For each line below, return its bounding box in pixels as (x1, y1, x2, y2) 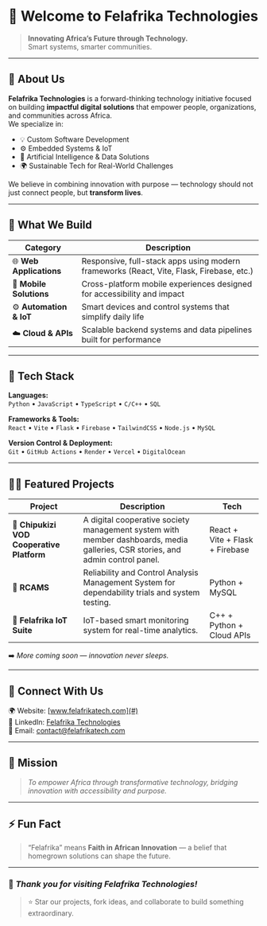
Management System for (83, 577, 176, 588)
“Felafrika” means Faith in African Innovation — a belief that (27, 842, 227, 852)
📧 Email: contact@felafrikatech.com (8, 726, 126, 735)
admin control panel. (83, 554, 161, 565)
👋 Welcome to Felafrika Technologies (8, 7, 258, 25)
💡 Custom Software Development (19, 135, 130, 144)
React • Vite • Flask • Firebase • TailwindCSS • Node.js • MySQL (8, 423, 216, 432)
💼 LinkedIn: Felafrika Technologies (8, 717, 121, 727)
